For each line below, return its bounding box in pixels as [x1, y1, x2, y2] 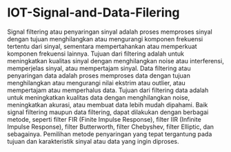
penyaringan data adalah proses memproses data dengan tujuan [7, 71, 191, 80]
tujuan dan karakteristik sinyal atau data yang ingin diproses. [7, 137, 179, 145]
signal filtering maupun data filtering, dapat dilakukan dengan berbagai [7, 108, 209, 116]
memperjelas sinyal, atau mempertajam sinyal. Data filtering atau [7, 64, 191, 72]
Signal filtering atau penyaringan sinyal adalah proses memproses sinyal [7, 28, 212, 36]
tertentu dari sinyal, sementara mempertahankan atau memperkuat [7, 42, 198, 50]
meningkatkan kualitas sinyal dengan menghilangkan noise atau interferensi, [7, 56, 224, 65]
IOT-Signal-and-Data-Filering [7, 5, 181, 21]
